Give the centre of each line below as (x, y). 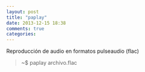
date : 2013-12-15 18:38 (36, 23)
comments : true (25, 28)
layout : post (23, 12)
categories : (21, 34)
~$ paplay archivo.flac (49, 63)
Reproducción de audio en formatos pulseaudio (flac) (73, 51)
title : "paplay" (27, 17)
